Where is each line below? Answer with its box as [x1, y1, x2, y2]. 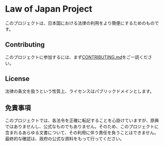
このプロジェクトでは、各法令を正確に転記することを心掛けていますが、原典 [5, 118, 159, 124]
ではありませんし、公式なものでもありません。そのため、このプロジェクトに [5, 124, 159, 129]
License [5, 74, 30, 83]
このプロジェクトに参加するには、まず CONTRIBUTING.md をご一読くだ [5, 54, 148, 60]
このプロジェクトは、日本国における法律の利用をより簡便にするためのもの [5, 20, 155, 26]
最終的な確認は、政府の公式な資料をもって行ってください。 [5, 136, 124, 142]
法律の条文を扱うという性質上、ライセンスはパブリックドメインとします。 [5, 88, 155, 94]
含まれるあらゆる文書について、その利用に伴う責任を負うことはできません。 [5, 130, 159, 136]
